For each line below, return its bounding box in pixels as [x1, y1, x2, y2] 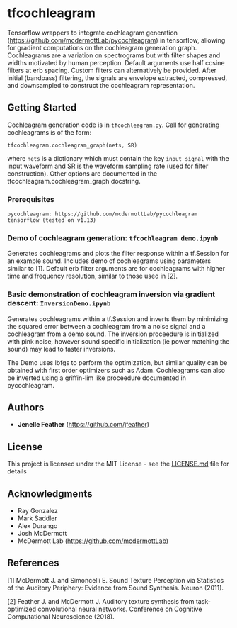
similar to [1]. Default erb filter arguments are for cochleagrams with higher [7, 264, 225, 273]
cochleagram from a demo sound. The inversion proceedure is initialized [7, 330, 219, 338]
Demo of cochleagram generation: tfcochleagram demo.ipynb [7, 232, 219, 242]
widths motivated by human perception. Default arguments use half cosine [7, 58, 225, 67]
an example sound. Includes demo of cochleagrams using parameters [7, 257, 212, 265]
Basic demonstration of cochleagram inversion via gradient [7, 289, 216, 299]
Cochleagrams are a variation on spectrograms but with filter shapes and [7, 51, 221, 60]
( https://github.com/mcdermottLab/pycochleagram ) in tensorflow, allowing [7, 35, 226, 44]
